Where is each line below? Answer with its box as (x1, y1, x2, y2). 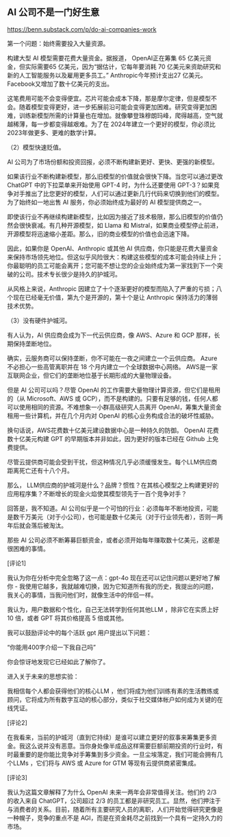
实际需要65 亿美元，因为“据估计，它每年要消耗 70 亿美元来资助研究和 (25, 62, 221, 71)
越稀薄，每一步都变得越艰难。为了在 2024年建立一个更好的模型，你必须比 (7, 119, 216, 128)
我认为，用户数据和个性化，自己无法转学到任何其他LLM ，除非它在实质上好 (7, 605, 219, 613)
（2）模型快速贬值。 (7, 143, 65, 151)
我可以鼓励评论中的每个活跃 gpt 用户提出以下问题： (7, 628, 152, 637)
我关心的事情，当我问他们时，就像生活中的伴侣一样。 (7, 591, 157, 599)
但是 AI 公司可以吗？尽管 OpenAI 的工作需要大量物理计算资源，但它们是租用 (7, 386, 221, 394)
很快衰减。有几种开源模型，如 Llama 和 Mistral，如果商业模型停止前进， (18, 221, 222, 229)
